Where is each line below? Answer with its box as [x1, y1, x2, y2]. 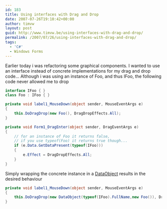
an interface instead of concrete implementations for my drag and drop [5, 68, 151, 74]
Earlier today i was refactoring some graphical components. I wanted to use [5, 63, 160, 69]
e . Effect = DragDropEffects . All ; [23, 152, 92, 157]
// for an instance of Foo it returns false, [14, 134, 110, 139]
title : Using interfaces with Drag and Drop [5, 12, 99, 17]
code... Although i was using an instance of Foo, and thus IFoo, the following [5, 73, 162, 79]
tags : [5, 40, 16, 45]
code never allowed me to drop [5, 78, 69, 85]
